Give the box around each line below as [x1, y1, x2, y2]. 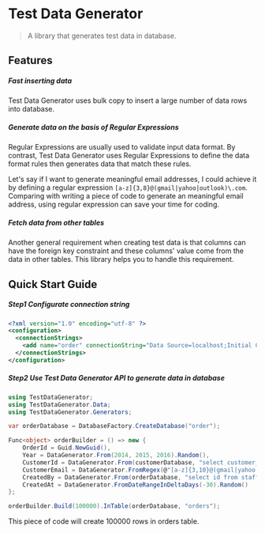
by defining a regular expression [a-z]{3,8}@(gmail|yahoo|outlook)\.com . [8, 183, 248, 192]
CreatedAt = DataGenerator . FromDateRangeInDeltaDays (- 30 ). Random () [22, 480, 248, 489]
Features [8, 54, 53, 67]
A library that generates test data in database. [27, 31, 177, 40]
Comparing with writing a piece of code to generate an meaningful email [8, 191, 244, 201]
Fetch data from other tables [8, 218, 105, 227]
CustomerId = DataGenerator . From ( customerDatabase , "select [22, 458, 224, 467]
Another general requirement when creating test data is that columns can [8, 238, 246, 248]
